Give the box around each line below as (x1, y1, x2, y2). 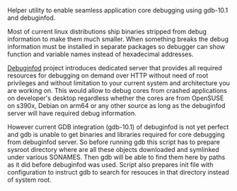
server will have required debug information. (7, 109, 137, 117)
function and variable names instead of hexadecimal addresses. (7, 50, 194, 58)
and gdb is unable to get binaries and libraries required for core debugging (7, 131, 225, 138)
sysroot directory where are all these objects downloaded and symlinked (7, 146, 219, 153)
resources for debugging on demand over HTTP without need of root (7, 71, 209, 80)
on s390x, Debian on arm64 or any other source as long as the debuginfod (7, 102, 226, 109)
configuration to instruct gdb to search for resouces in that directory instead (7, 168, 230, 176)
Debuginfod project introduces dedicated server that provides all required (7, 64, 223, 72)
